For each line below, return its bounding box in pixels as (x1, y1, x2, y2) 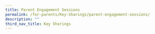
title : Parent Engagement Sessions (5, 7, 80, 12)
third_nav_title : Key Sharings (5, 21, 71, 26)
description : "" (5, 16, 39, 21)
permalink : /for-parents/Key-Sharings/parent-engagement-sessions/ (5, 12, 150, 17)
